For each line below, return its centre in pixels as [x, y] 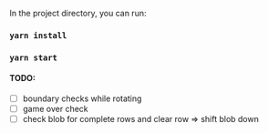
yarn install [38, 35]
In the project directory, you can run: [78, 13]
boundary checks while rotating [82, 98]
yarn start [33, 57]
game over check [55, 109]
